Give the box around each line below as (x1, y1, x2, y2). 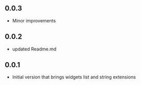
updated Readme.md (12, 46, 57, 52)
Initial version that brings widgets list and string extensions (12, 74, 136, 80)
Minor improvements (12, 17, 56, 23)
